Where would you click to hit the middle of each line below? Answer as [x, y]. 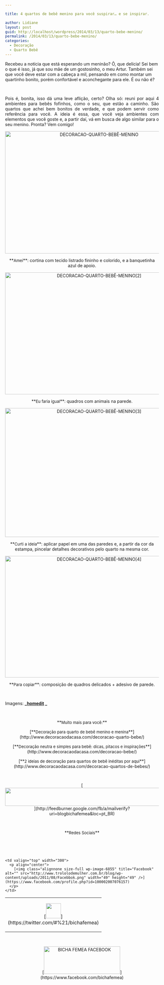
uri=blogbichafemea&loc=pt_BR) [82, 813]
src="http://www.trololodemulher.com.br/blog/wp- [72, 873]
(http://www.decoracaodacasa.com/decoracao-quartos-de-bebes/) [82, 766]
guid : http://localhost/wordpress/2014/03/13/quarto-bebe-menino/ [74, 32]
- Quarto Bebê [24, 50]
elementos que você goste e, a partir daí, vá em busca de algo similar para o [82, 119]
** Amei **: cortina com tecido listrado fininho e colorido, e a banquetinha [82, 260]
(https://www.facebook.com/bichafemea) [82, 977]
